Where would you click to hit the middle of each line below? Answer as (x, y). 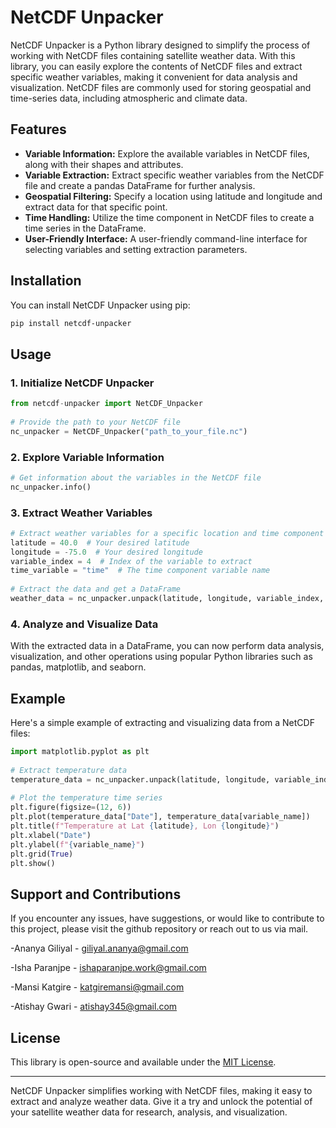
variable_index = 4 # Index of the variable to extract (131, 561)
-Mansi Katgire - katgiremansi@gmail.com (97, 987)
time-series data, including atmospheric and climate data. (129, 98)
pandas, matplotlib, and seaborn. (78, 667)
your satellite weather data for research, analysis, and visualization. (149, 1112)
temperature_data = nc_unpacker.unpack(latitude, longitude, (140, 779)
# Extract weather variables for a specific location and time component (167, 533)
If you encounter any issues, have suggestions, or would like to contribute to (167, 918)
